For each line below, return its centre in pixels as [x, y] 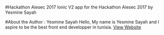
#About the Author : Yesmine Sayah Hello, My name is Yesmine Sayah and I [82, 22]
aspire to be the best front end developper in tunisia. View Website [73, 27]
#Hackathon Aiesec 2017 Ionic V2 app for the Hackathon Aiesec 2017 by [79, 7]
